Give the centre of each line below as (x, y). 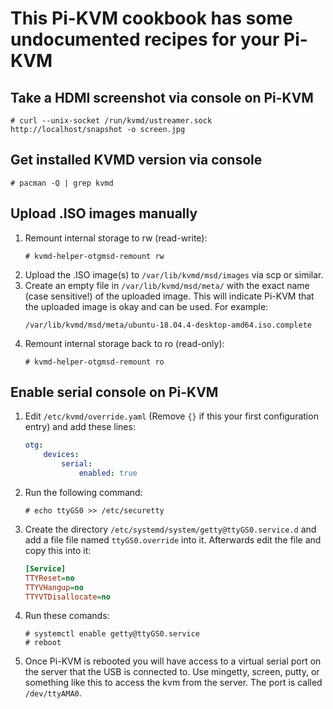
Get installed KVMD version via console (136, 160)
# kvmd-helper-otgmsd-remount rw (94, 256)
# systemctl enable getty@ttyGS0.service (112, 634)
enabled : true (108, 473)
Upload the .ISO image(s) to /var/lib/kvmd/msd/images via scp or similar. (174, 274)
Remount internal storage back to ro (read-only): (124, 343)
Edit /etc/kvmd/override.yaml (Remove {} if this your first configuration (171, 416)
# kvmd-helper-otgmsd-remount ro (94, 362)
